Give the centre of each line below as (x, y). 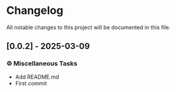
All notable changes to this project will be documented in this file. (89, 27)
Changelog (35, 11)
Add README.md (37, 77)
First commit (31, 83)
